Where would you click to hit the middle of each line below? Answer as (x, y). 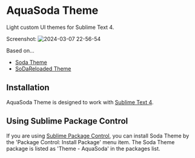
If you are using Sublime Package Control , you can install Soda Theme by (98, 136)
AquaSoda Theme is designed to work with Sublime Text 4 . (80, 102)
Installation (28, 88)
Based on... (20, 50)
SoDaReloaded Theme (43, 68)
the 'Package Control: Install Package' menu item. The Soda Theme (91, 142)
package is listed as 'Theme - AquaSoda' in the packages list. (83, 148)
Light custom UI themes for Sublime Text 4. (60, 27)
